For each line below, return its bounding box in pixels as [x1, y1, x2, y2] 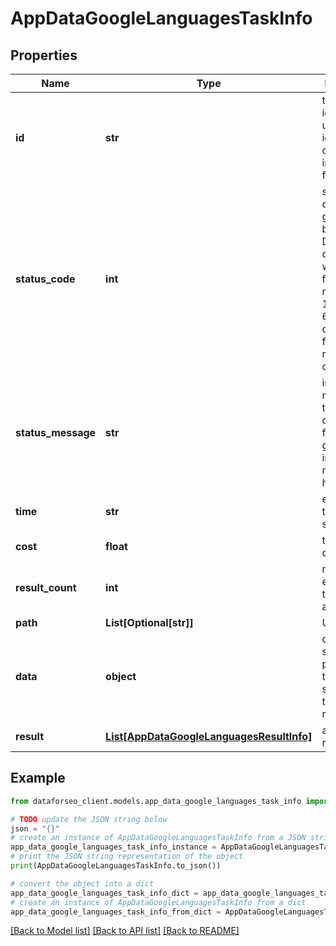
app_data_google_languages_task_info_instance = [10, 842, 217, 852]
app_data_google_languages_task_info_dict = [10, 888, 199, 898]
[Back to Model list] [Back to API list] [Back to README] [10, 925, 240, 937]
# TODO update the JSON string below [10, 814, 168, 824]
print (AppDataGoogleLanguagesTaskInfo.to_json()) [10, 861, 222, 871]
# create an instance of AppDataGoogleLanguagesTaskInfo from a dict [10, 897, 307, 907]
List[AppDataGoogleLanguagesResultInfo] [105, 730, 313, 743]
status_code [15, 272, 76, 286]
